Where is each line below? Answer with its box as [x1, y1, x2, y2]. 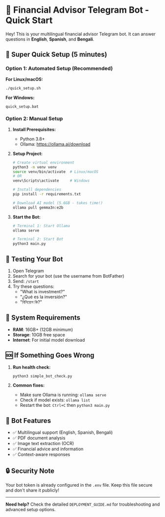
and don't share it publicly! [5, 487, 59, 493]
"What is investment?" [20, 288, 65, 294]
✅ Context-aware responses [12, 451, 71, 457]
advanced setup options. [5, 507, 56, 513]
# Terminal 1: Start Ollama [12, 223, 70, 228]
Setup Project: [12, 150, 43, 156]
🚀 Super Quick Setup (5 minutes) [5, 50, 107, 59]
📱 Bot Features [5, 416, 51, 425]
